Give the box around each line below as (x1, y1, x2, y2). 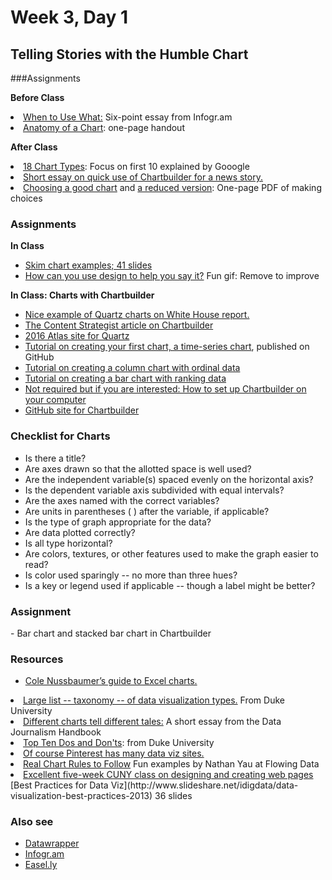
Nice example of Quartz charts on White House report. (24, 309, 250, 321)
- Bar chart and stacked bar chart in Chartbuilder (10, 627, 212, 639)
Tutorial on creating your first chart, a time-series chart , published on (24, 341, 310, 353)
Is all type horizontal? (24, 537, 113, 549)
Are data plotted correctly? (24, 526, 136, 538)
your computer (24, 394, 87, 406)
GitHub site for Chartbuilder (24, 404, 140, 416)
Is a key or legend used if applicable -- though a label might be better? (24, 579, 316, 591)
